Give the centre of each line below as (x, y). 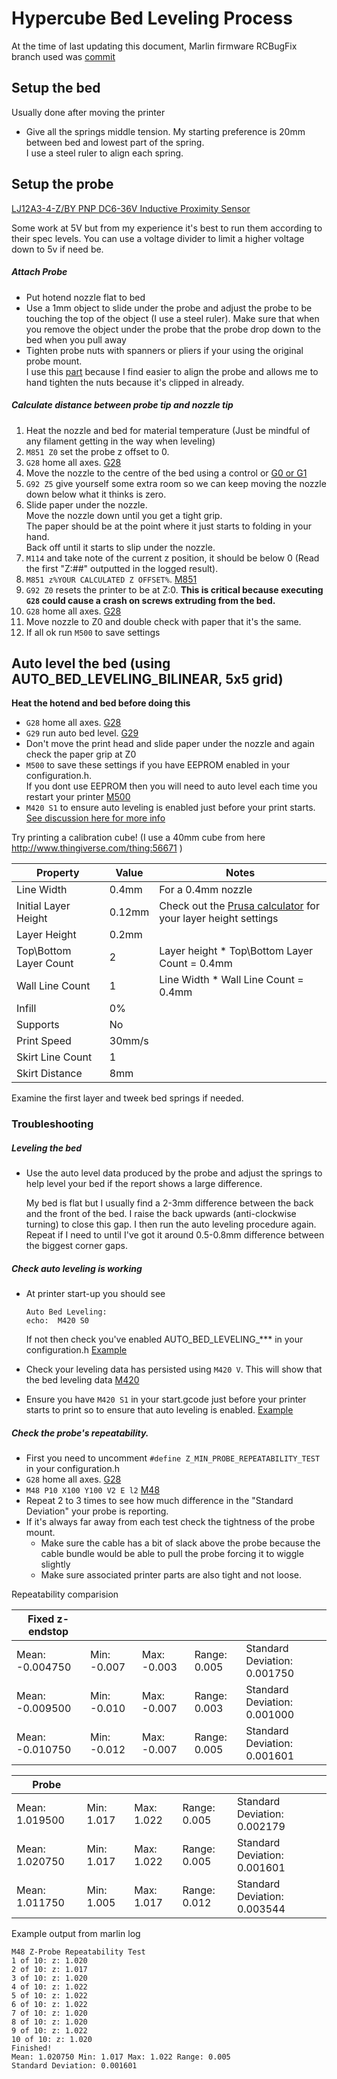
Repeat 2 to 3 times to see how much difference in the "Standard (159, 1501)
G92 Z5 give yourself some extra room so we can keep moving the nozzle (176, 483)
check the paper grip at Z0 (81, 754)
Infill (26, 1009)
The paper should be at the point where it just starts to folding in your (169, 526)
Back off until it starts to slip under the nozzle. (120, 547)
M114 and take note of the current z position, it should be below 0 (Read (172, 558)
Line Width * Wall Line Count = (231, 980)
